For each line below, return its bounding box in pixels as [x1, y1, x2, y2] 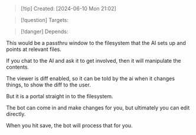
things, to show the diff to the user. [6, 81, 92, 88]
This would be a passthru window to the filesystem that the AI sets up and [6, 40, 186, 46]
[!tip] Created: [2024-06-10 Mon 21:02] [20, 5, 116, 12]
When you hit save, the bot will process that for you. [6, 122, 133, 129]
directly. [6, 111, 26, 117]
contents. [6, 63, 30, 70]
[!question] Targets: [20, 17, 69, 23]
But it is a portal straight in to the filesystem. [6, 93, 113, 99]
